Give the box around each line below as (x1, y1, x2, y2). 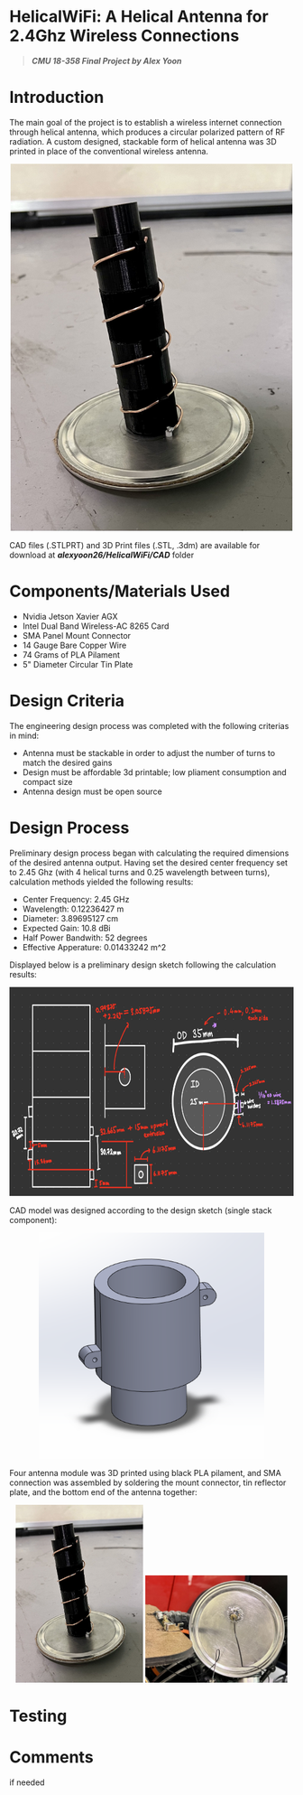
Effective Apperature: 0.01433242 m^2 (22, 941, 167, 952)
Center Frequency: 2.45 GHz (22, 893, 130, 904)
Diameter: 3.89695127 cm (22, 912, 119, 923)
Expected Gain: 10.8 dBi (22, 922, 111, 933)
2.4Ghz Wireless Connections (9, 25, 240, 46)
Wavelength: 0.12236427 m (22, 903, 124, 914)
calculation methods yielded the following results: (9, 876, 194, 887)
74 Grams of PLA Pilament (22, 649, 120, 660)
